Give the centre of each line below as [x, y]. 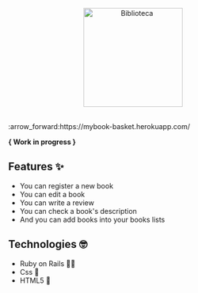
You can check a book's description [78, 211]
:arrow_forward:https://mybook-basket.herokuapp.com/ [99, 126]
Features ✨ [36, 167]
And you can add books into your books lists [92, 219]
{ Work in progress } [42, 142]
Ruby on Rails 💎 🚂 [48, 263]
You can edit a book [52, 194]
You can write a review [57, 203]
